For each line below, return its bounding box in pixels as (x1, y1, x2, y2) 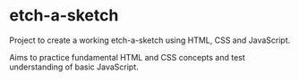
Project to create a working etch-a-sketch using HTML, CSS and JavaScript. (9, 35, 291, 45)
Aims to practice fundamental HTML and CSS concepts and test (9, 52, 246, 62)
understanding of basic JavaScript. (9, 61, 139, 72)
